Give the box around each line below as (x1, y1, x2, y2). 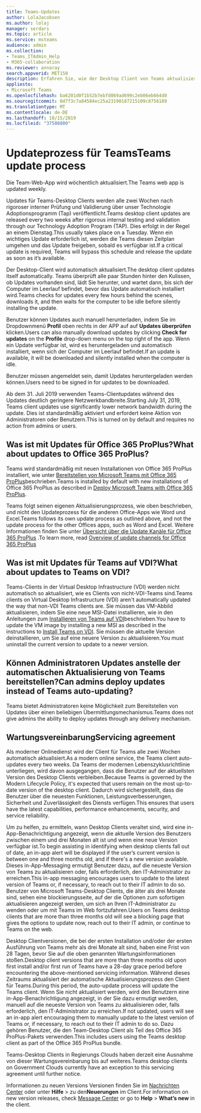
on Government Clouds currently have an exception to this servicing (6, 1064, 175, 1071)
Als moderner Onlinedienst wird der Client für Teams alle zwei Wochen (6, 748, 181, 756)
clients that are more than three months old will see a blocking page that (6, 913, 184, 920)
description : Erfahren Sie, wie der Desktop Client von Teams (6, 76, 165, 82)
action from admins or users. (6, 422, 78, 429)
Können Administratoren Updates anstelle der (6, 658, 181, 669)
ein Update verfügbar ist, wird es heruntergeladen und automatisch (6, 342, 172, 349)
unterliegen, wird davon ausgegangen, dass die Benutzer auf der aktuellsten (6, 767, 194, 775)
